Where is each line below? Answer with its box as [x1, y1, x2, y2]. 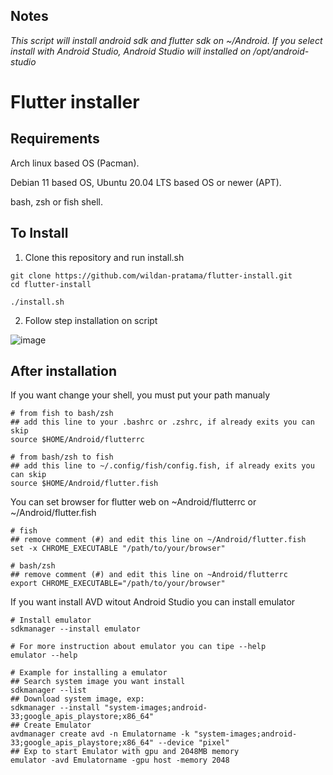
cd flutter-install [10, 279, 92, 289]
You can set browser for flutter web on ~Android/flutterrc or [10, 496, 257, 508]
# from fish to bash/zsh [10, 409, 114, 419]
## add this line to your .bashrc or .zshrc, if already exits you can [10, 417, 315, 428]
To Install [10, 225, 69, 242]
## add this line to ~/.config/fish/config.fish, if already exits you [10, 461, 315, 471]
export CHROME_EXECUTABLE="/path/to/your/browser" [10, 579, 226, 589]
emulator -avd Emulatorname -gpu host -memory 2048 [10, 755, 230, 766]
